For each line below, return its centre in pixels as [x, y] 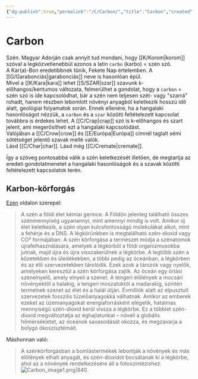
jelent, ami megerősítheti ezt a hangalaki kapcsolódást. [73, 127]
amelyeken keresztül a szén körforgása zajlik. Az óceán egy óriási [101, 271]
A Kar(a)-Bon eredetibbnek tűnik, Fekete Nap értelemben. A [79, 70]
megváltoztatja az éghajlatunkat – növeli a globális [99, 315]
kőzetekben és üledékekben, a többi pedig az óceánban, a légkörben [105, 258]
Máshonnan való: [27, 340]
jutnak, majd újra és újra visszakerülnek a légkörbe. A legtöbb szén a [105, 252]
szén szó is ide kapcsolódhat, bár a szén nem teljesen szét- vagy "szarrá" [97, 95]
